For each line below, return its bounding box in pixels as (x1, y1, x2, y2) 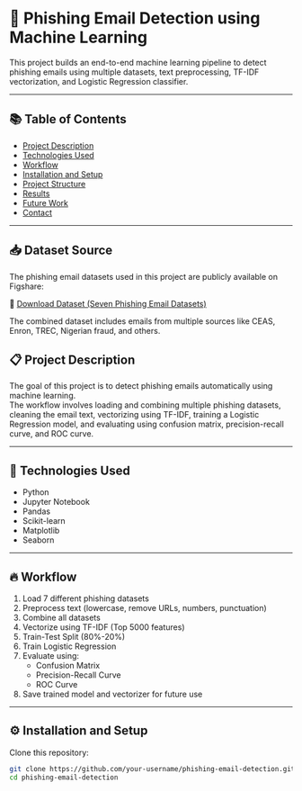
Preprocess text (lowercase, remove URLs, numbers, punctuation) (22, 603, 267, 613)
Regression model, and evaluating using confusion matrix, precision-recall (9, 418, 285, 430)
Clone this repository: (9, 747, 90, 758)
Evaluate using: (22, 651, 79, 661)
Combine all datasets (22, 612, 101, 623)
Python (22, 487, 49, 498)
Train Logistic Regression (22, 641, 117, 652)
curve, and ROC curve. (9, 428, 94, 439)
